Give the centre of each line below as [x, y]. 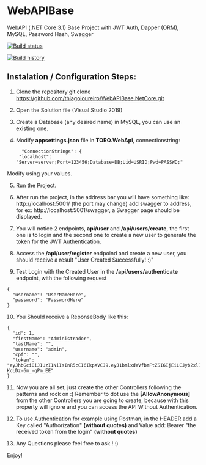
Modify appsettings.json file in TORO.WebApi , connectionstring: [98, 140]
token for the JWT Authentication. [58, 241]
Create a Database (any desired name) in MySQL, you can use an [98, 122]
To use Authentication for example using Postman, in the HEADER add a [106, 419]
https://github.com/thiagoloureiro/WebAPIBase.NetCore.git [90, 98]
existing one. [32, 128]
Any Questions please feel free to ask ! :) [67, 443]
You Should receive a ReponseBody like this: [72, 317]
